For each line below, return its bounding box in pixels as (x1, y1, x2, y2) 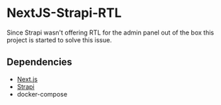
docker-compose (16, 89, 68, 98)
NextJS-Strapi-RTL (6, 5, 122, 21)
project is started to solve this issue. (6, 35, 113, 44)
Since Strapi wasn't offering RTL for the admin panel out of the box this (6, 28, 214, 37)
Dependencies (6, 56, 72, 68)
